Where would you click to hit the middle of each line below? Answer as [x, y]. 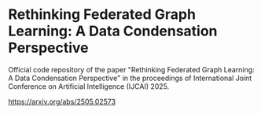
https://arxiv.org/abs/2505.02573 [62, 101]
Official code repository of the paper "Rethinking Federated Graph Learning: [131, 69]
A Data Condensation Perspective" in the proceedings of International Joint [130, 78]
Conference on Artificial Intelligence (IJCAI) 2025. [89, 86]
